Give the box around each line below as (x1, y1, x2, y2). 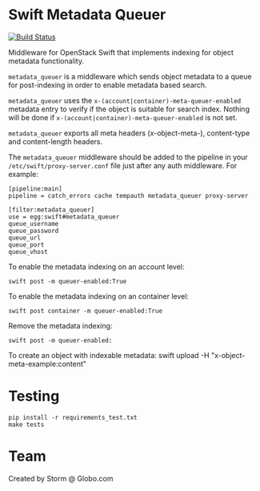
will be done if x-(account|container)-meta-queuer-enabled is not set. (8, 112, 238, 122)
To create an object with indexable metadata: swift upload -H (8, 350, 210, 360)
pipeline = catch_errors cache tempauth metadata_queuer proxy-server (8, 191, 249, 199)
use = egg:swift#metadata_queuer (8, 212, 120, 221)
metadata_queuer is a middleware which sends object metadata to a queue (8, 71, 252, 81)
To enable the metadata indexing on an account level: (8, 262, 185, 272)
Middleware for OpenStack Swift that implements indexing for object (8, 47, 234, 57)
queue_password (8, 227, 59, 235)
